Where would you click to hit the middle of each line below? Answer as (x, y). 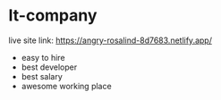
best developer (49, 67)
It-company (53, 16)
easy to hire (43, 57)
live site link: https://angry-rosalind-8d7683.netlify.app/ (110, 40)
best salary (42, 76)
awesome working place (67, 86)
